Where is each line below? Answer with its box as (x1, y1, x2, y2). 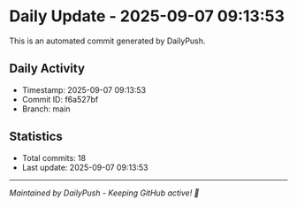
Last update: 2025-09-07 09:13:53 (21, 162, 148, 172)
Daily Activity (9, 61, 86, 76)
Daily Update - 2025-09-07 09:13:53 (9, 6, 285, 27)
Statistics (9, 129, 64, 144)
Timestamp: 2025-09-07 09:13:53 (21, 84, 147, 95)
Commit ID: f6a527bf (21, 94, 99, 104)
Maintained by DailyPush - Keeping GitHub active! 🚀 (9, 188, 200, 198)
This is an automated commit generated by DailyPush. (9, 35, 206, 46)
